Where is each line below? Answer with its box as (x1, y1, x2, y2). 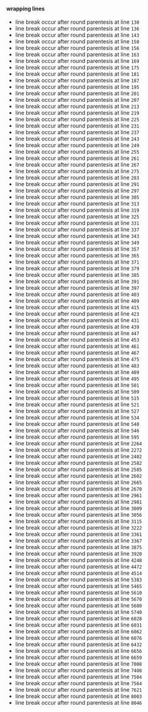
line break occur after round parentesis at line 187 (15, 77, 139, 84)
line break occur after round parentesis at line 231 (15, 122, 139, 129)
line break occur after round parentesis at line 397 (15, 284, 139, 292)
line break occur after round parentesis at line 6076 (15, 635, 143, 642)
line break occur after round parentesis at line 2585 (15, 466, 143, 473)
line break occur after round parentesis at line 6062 (15, 628, 143, 635)
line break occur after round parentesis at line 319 (15, 206, 139, 214)
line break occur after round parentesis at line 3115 (15, 517, 143, 525)
